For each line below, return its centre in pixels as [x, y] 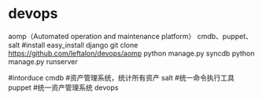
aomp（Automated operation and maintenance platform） [102, 36]
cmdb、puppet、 [225, 36]
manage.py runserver [43, 61]
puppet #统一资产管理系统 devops [63, 87]
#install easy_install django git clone [80, 45]
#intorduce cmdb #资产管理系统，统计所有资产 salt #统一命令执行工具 [121, 77]
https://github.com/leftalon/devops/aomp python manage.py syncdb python [131, 53]
